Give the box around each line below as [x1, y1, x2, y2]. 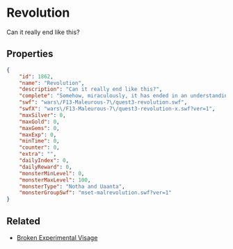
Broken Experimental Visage [16, 233, 98, 241]
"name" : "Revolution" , [19, 79, 85, 86]
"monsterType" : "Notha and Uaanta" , [19, 183, 126, 190]
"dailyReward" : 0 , [19, 163, 72, 170]
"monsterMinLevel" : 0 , [19, 170, 85, 177]
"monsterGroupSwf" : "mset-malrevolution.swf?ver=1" [19, 189, 172, 196]
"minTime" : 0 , [19, 138, 60, 145]
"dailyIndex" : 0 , [19, 157, 70, 164]
